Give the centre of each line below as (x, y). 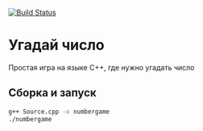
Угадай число (56, 45)
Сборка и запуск (52, 93)
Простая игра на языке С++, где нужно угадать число (101, 67)
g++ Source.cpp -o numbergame (59, 112)
